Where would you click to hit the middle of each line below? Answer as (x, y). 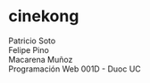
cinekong (44, 16)
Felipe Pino (29, 49)
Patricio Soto (32, 41)
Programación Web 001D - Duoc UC (75, 69)
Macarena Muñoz (41, 59)
